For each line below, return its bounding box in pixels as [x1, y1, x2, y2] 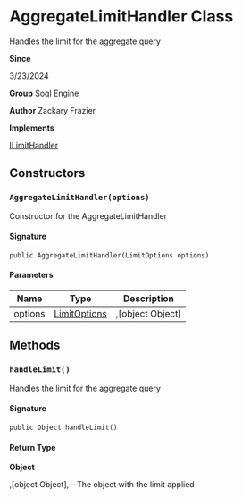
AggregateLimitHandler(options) [9, 192, 150, 203]
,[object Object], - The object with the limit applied [9, 479, 195, 490]
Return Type [9, 442, 56, 452]
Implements [9, 122, 55, 133]
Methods [9, 338, 61, 353]
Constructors [9, 165, 86, 181]
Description [123, 292, 174, 305]
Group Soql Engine [9, 88, 79, 98]
